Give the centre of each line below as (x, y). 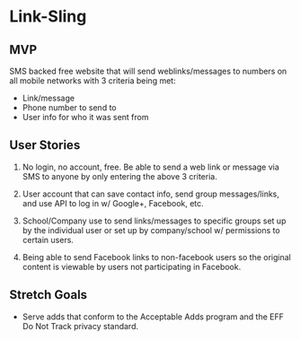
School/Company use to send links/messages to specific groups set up (154, 221)
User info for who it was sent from (85, 117)
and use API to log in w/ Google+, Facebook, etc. (113, 203)
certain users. (48, 240)
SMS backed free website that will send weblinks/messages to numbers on (148, 71)
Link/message (48, 98)
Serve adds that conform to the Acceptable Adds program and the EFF (153, 317)
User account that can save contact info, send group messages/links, (151, 194)
